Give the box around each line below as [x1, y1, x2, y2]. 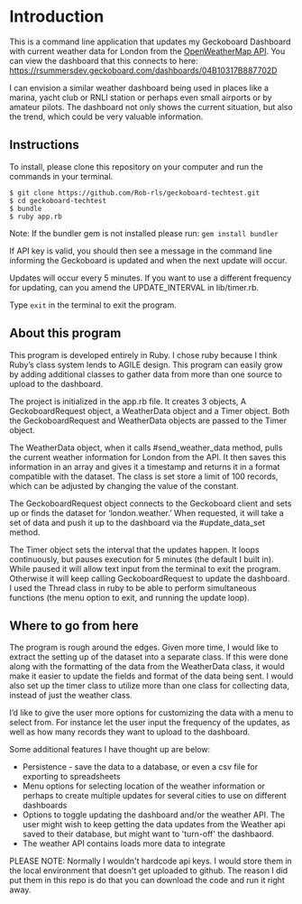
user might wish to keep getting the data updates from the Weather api [22, 819, 286, 830]
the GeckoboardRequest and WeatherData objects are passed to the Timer [9, 415, 287, 426]
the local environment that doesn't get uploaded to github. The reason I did [9, 865, 288, 876]
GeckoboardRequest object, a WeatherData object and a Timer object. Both [9, 405, 290, 416]
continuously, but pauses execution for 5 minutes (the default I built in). [9, 553, 274, 565]
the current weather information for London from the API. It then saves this [9, 451, 287, 462]
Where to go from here [9, 618, 139, 633]
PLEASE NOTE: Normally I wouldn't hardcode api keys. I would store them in [9, 855, 293, 867]
